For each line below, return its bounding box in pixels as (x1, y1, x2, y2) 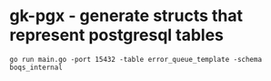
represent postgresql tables (9, 25, 225, 46)
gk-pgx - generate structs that (9, 5, 244, 26)
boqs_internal (9, 63, 64, 72)
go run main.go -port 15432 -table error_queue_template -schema (9, 55, 262, 64)
